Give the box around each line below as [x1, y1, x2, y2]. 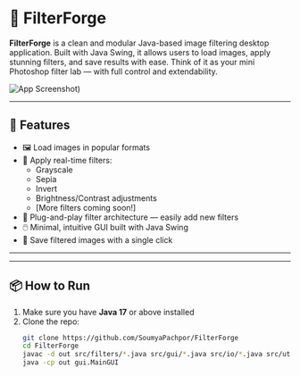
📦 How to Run [9, 279, 91, 294]
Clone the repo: [21, 316, 80, 327]
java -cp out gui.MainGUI [21, 358, 119, 367]
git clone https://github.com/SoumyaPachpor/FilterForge [21, 333, 239, 342]
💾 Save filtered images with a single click [21, 234, 173, 245]
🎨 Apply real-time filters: [21, 155, 112, 165]
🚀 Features [9, 118, 71, 133]
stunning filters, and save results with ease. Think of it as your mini [9, 56, 255, 67]
